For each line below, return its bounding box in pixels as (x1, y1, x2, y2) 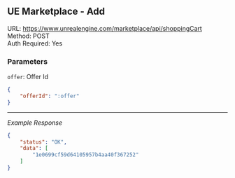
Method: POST (7, 32, 50, 40)
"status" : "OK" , (20, 138, 68, 146)
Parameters (7, 56, 48, 66)
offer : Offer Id (7, 73, 49, 81)
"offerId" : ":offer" (20, 93, 80, 100)
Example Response (7, 118, 63, 127)
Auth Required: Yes (7, 39, 63, 48)
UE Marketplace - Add (7, 6, 106, 18)
